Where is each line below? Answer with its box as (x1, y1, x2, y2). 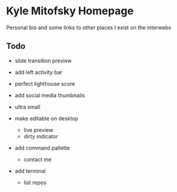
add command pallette (14, 144, 70, 151)
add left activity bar (14, 69, 63, 76)
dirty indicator (23, 132, 58, 140)
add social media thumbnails (14, 91, 85, 99)
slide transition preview (14, 57, 72, 64)
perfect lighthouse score (14, 80, 75, 87)
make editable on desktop (14, 114, 78, 122)
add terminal (14, 167, 46, 174)
